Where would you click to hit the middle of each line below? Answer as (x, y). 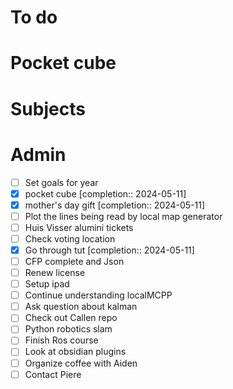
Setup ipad (47, 284)
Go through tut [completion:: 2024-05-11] (109, 250)
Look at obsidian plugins (75, 352)
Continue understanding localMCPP (98, 295)
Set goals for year (61, 182)
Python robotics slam (68, 329)
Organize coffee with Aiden (81, 363)
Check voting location (70, 238)
